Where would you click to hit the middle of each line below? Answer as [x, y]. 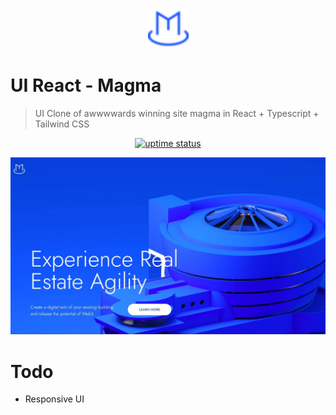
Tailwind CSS [62, 124]
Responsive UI [54, 399]
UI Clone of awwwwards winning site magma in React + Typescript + [177, 113]
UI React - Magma [86, 85]
